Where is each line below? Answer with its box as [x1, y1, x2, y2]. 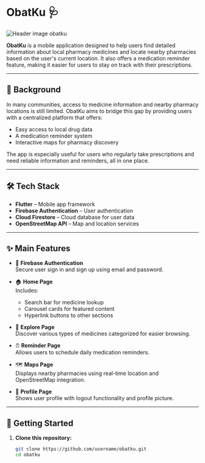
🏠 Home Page [15, 278, 53, 285]
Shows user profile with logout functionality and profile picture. [15, 395, 174, 402]
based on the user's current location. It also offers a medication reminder [6, 54, 190, 62]
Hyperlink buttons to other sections [24, 312, 113, 319]
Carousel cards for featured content [24, 305, 115, 313]
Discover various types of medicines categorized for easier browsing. [15, 330, 191, 337]
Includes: [15, 287, 38, 294]
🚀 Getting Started [6, 418, 74, 428]
